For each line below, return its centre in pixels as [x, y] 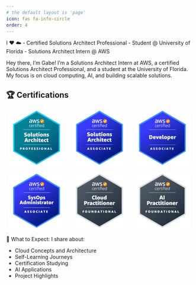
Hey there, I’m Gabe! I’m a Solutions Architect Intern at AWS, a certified [93, 63]
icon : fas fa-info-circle [38, 19]
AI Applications [33, 269]
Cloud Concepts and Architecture [55, 250]
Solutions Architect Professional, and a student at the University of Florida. [97, 69]
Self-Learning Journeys [44, 257]
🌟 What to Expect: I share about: [45, 239]
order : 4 [17, 25]
